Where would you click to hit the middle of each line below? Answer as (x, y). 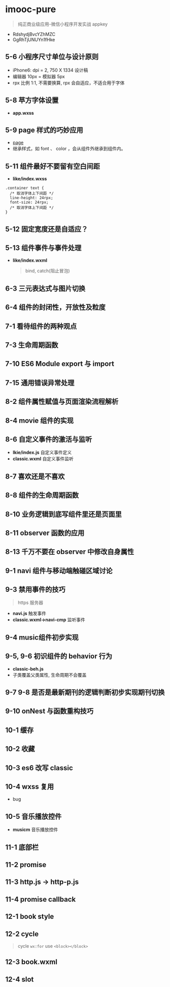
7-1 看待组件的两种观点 (41, 326)
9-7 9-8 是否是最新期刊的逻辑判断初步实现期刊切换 (85, 693)
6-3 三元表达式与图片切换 (45, 288)
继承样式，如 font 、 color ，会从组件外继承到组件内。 (69, 149)
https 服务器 (30, 602)
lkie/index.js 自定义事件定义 (42, 453)
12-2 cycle (22, 934)
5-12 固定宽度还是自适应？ (47, 229)
